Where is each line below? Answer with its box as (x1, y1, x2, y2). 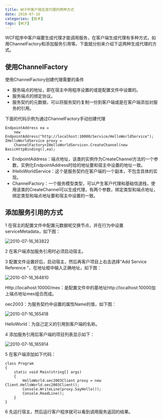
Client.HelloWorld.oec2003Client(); (5, 382, 80, 387)
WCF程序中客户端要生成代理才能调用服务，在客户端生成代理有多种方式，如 (5, 35, 156, 41)
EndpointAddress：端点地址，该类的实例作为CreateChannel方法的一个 (12, 156, 154, 162)
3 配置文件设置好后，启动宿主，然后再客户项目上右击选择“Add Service (5, 259, 147, 265)
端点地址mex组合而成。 (9, 290, 57, 296)
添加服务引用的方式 (5, 208, 63, 217)
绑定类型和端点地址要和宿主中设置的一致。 (12, 193, 98, 198)
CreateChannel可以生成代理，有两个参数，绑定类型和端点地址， (29, 187, 158, 193)
